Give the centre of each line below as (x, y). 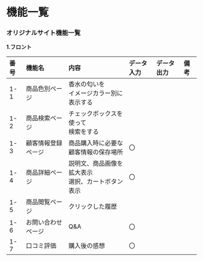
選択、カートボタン (96, 182)
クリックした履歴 (93, 207)
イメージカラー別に (96, 93)
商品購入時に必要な (96, 143)
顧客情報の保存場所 (96, 152)
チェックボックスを (96, 114)
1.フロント (19, 47)
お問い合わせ (44, 222)
